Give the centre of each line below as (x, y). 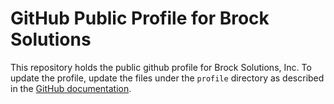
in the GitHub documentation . (71, 88)
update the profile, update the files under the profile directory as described (167, 78)
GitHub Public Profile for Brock (140, 18)
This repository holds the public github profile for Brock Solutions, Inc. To (161, 67)
